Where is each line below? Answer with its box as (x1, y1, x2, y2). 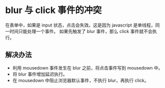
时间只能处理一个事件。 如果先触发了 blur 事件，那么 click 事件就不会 (9, 28, 152, 34)
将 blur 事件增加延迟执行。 (12, 71, 68, 77)
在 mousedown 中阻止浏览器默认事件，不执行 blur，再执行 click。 (12, 77, 149, 83)
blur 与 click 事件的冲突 (5, 4, 102, 16)
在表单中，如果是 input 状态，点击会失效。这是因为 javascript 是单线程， (5, 22, 155, 28)
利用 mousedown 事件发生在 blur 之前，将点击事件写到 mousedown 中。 (12, 64, 163, 70)
